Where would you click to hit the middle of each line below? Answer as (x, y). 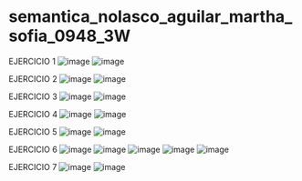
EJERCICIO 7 (33, 166)
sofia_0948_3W (70, 36)
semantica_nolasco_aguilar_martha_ (151, 17)
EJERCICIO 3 (33, 96)
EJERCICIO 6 (33, 149)
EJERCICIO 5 (33, 131)
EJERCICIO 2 (33, 78)
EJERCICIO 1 (32, 61)
